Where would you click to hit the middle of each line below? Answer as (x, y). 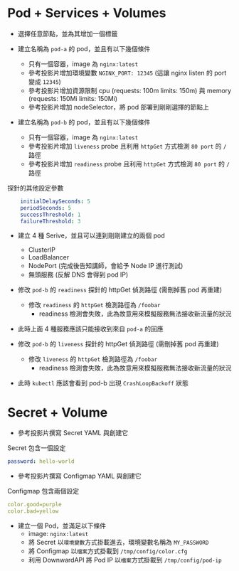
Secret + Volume (58, 412)
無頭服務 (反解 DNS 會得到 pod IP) (78, 274)
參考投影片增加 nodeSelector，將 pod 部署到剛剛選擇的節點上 (119, 107)
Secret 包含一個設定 (37, 448)
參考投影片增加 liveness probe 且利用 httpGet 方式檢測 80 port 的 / (127, 146)
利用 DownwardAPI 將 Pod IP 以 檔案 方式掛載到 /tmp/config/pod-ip (125, 560)
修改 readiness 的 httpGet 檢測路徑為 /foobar (94, 305)
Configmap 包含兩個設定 (43, 491)
